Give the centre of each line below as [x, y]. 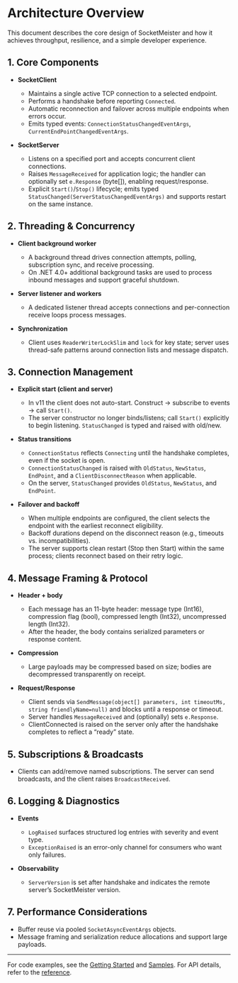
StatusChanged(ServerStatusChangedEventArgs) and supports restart [127, 196]
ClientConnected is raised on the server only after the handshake [123, 725]
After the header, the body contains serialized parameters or [116, 632]
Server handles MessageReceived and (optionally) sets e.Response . [123, 717]
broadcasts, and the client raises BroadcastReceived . [94, 779]
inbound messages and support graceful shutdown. [103, 280]
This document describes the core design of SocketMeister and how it [110, 33]
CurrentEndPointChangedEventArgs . [78, 131]
